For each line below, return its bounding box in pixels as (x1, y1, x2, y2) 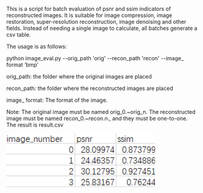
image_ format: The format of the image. (6, 97, 108, 104)
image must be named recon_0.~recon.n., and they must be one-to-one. (6, 115, 188, 122)
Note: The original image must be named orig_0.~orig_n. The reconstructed (6, 108, 196, 115)
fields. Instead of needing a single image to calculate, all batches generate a (6, 24, 198, 32)
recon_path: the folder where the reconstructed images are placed (6, 85, 174, 92)
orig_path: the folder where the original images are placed (6, 73, 152, 80)
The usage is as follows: (6, 43, 67, 50)
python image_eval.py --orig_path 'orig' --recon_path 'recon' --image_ (6, 55, 184, 61)
